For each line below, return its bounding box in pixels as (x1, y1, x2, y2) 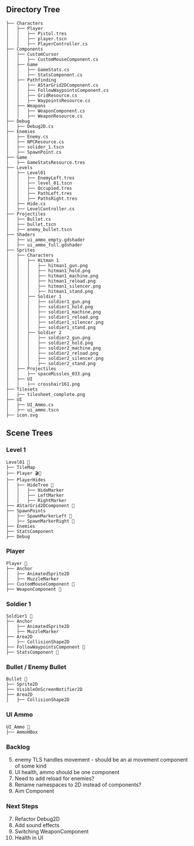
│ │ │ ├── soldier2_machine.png (6, 345, 101, 351)
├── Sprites (6, 247, 35, 253)
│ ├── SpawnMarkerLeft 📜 (6, 513, 72, 519)
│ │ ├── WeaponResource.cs (6, 113, 83, 119)
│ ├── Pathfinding (6, 77, 57, 83)
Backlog (6, 742, 31, 751)
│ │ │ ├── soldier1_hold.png (6, 303, 93, 310)
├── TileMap (6, 464, 35, 470)
